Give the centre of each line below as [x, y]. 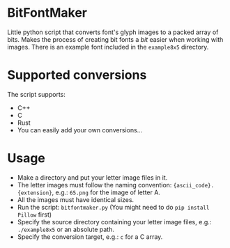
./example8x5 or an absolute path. [66, 229]
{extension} [34, 193]
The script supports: [37, 94]
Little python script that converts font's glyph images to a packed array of [113, 32]
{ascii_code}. [194, 185]
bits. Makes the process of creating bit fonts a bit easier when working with [115, 39]
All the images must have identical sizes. [76, 199]
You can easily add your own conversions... [80, 130]
